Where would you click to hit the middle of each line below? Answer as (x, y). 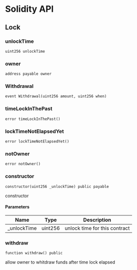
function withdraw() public (34, 253)
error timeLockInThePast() (33, 119)
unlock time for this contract (97, 228)
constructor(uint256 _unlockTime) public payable (57, 186)
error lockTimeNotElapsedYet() (37, 142)
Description (97, 220)
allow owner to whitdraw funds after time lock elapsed (60, 262)
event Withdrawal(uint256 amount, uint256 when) (56, 96)
